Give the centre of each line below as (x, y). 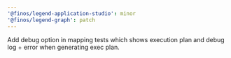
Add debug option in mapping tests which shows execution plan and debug (116, 39)
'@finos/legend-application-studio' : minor (72, 13)
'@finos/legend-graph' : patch (51, 20)
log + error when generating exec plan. (64, 47)
